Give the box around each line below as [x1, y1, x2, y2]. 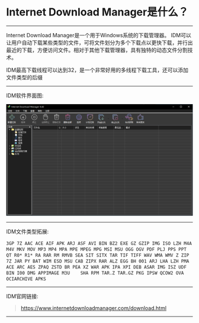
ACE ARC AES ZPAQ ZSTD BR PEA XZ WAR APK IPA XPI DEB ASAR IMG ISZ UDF [6, 264, 187, 270]
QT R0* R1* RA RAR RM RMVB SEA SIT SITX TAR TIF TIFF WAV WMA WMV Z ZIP [6, 253, 190, 259]
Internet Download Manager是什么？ [6, 5, 189, 19]
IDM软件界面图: [6, 92, 44, 99]
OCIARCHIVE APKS [6, 276, 46, 282]
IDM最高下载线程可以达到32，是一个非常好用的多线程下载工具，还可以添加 [6, 66, 188, 73]
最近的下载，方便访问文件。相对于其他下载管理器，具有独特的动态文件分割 [6, 46, 188, 53]
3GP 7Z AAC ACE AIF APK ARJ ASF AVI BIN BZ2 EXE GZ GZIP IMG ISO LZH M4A [6, 241, 192, 247]
